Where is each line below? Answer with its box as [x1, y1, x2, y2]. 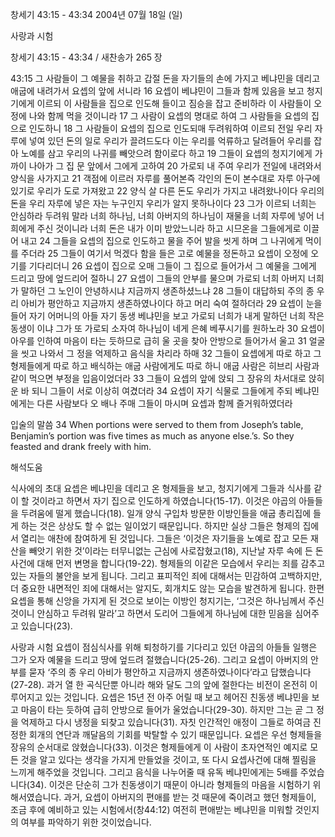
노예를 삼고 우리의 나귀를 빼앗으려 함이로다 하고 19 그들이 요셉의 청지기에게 [20, 148, 313, 159]
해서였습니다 [10, 791, 60, 803]
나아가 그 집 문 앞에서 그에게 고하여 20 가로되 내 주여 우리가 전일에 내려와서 [28, 160, 322, 172]
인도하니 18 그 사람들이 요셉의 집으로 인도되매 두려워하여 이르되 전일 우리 [28, 123, 313, 134]
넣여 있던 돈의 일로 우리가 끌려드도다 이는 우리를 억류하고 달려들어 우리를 [28, 135, 312, 147]
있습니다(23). [20, 620, 73, 632]
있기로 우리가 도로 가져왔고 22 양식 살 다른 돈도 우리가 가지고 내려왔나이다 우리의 [10, 185, 325, 197]
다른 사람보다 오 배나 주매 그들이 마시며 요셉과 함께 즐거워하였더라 [36, 398, 293, 409]
